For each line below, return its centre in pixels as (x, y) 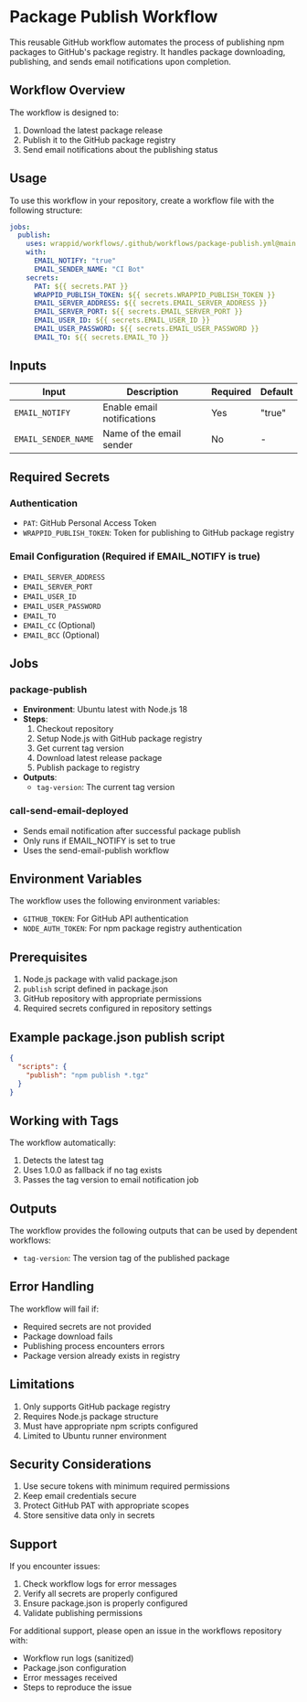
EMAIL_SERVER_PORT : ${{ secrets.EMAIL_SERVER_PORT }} (138, 312)
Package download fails (68, 1336)
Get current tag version (80, 748)
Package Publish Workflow (114, 17)
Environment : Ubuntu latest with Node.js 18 (105, 710)
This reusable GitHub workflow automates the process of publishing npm (147, 42)
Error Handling (52, 1287)
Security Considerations (81, 1465)
